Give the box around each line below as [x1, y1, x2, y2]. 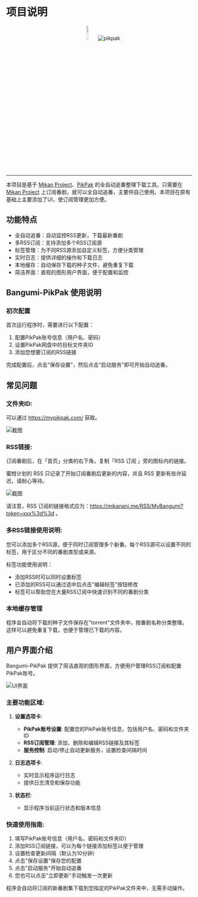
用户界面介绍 [6, 646, 53, 656]
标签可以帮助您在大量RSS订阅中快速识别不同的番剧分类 [14, 588, 149, 595]
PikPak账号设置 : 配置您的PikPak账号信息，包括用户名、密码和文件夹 [23, 725, 190, 733]
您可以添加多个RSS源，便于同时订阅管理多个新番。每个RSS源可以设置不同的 [6, 541, 192, 548]
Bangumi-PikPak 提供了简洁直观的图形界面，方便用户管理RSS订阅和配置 [6, 662, 181, 669]
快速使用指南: [6, 821, 45, 829]
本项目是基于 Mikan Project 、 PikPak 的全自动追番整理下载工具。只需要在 [6, 181, 183, 188]
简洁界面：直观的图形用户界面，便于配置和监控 [14, 269, 128, 276]
